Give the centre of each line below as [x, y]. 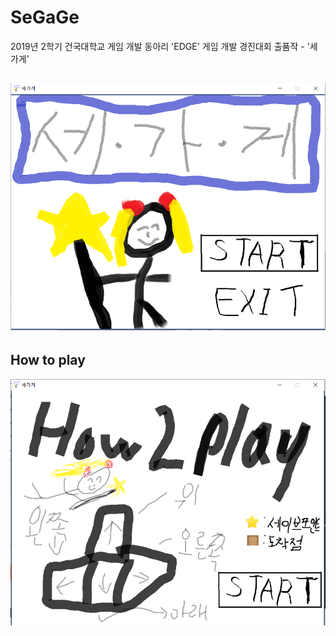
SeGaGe [45, 17]
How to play [48, 360]
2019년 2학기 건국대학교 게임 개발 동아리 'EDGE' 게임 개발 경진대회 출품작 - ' [160, 46]
